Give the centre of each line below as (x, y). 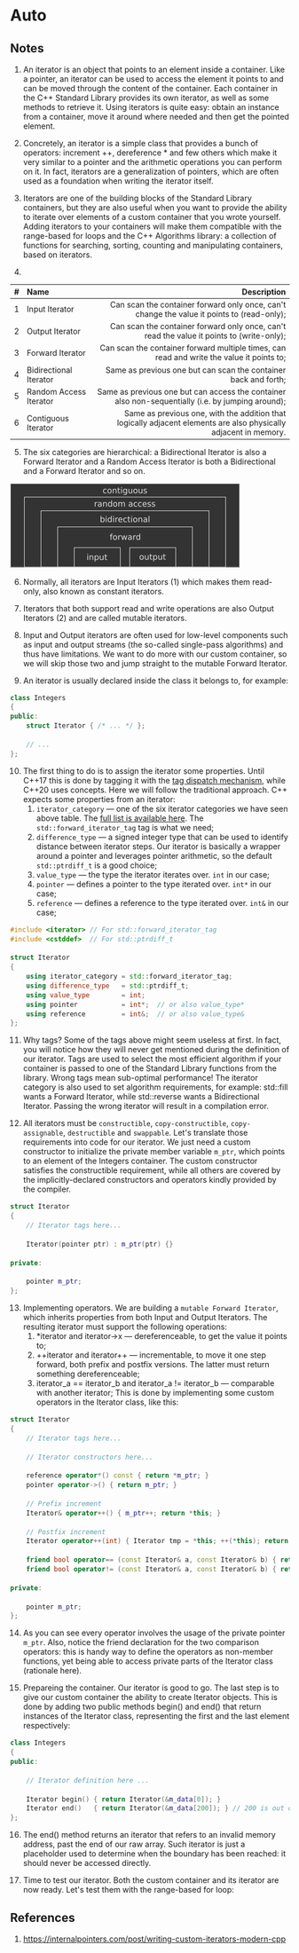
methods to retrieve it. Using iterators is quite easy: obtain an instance (151, 107)
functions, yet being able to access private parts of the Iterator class (148, 1661)
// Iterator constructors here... (90, 1457)
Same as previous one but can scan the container (196, 370)
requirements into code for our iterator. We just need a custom (137, 1142)
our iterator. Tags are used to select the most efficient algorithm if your (152, 1059)
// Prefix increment (64, 1504)
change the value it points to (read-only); (211, 314)
